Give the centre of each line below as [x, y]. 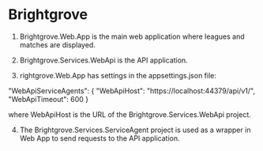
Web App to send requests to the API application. [100, 138]
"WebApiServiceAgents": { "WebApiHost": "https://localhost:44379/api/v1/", [131, 91]
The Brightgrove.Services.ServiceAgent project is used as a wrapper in [135, 130]
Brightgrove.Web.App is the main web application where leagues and [132, 36]
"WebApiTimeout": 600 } [49, 99]
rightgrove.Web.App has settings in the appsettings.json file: [118, 75]
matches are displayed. [58, 44]
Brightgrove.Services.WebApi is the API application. [103, 60]
